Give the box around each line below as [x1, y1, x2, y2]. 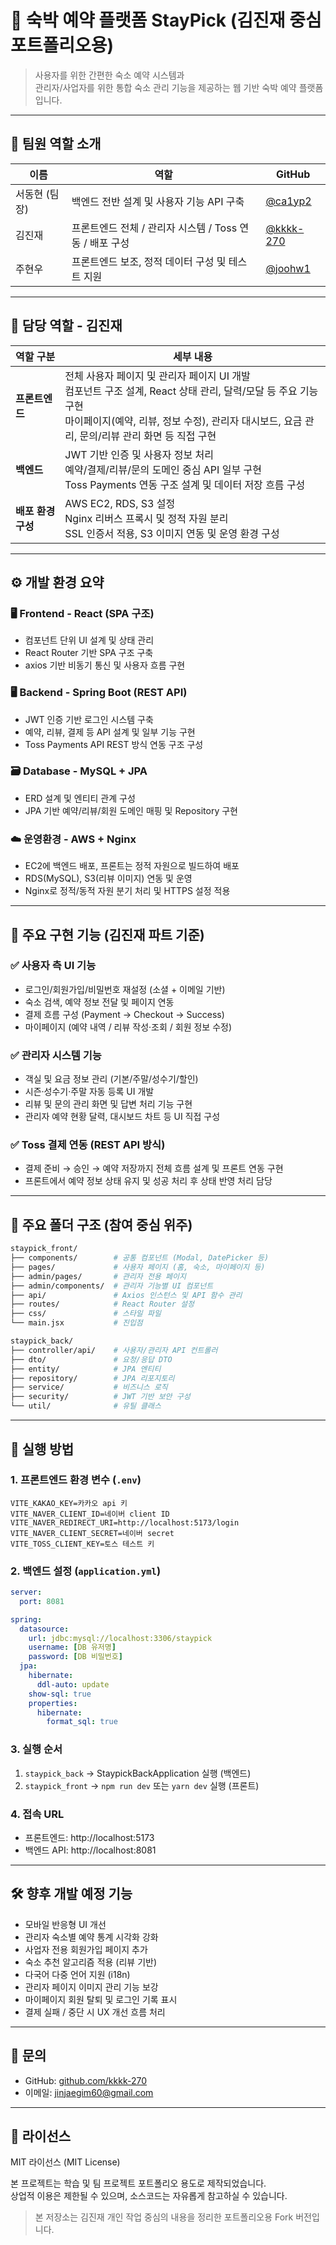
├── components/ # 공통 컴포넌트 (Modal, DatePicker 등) [10, 1253, 270, 1263]
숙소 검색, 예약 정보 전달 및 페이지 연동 [24, 996, 175, 1008]
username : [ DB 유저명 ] [28, 1642, 117, 1653]
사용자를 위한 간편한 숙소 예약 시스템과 [34, 69, 185, 81]
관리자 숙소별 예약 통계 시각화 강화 [24, 1931, 159, 1943]
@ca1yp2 [265, 194, 312, 208]
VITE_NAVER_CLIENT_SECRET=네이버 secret [10, 1528, 175, 1538]
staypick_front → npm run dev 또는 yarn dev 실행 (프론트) [24, 1779, 260, 1791]
